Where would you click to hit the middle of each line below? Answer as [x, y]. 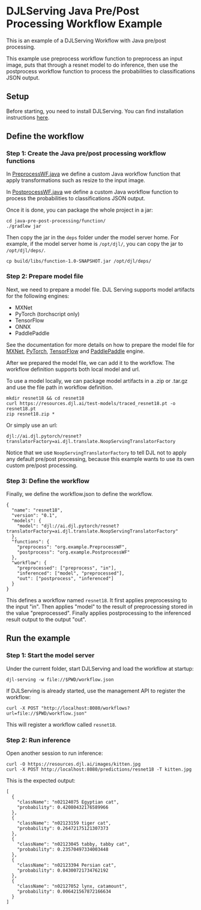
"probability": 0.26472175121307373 [63, 829]
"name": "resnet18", [37, 510]
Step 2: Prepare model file [45, 276]
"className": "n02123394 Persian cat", [67, 866]
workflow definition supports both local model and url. [73, 369]
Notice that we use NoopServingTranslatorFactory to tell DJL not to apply [97, 453]
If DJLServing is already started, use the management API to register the [96, 691]
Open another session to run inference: [55, 753]
